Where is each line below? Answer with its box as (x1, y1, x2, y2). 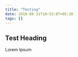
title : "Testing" (5, 7, 41, 12)
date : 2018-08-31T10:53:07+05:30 (5, 12, 74, 16)
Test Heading (5, 34, 47, 42)
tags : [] (5, 16, 23, 21)
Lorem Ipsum (5, 47, 32, 53)
